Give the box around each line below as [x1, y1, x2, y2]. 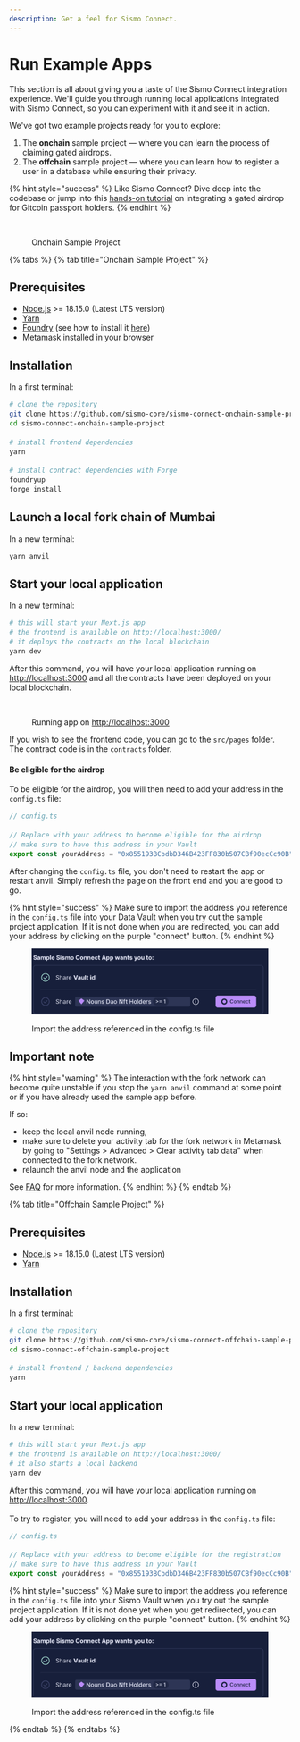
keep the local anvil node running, [21, 1126, 147, 1137]
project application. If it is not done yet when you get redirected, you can [9, 1604, 277, 1615]
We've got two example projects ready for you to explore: [9, 120, 221, 130]
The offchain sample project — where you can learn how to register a [21, 156, 279, 167]
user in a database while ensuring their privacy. [21, 165, 197, 176]
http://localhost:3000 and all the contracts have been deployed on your [9, 672, 272, 683]
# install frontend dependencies [9, 438, 134, 447]
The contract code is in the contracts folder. [9, 743, 172, 754]
